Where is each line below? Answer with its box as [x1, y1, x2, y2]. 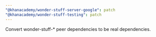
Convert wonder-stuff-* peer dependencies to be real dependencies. [5, 26, 151, 32]
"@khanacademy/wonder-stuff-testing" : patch [5, 12, 102, 17]
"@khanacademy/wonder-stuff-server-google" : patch [5, 7, 116, 13]
